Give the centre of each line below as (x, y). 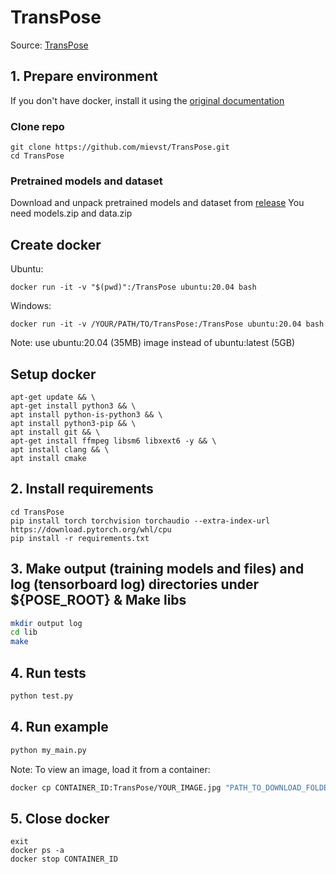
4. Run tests (48, 672)
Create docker (56, 244)
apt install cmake (48, 458)
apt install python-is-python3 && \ (86, 414)
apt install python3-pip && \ (73, 423)
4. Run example (59, 727)
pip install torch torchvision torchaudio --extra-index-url (140, 521)
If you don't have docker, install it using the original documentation (147, 100)
